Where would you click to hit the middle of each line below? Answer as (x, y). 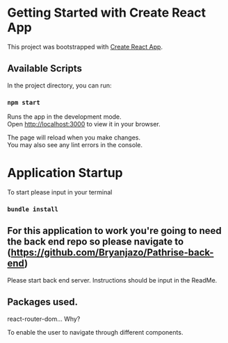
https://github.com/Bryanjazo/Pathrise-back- (112, 252)
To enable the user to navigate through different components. (95, 332)
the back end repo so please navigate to (96, 242)
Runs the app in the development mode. (64, 117)
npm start (24, 102)
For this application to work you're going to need (114, 231)
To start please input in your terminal (60, 192)
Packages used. (43, 302)
